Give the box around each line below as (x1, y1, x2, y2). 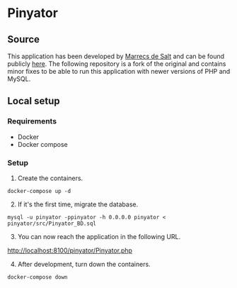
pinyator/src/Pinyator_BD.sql (7, 220, 97, 227)
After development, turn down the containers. (17, 260, 151, 268)
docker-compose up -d (7, 187, 71, 194)
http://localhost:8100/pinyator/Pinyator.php (7, 246, 133, 255)
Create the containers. (17, 174, 83, 182)
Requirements (7, 116, 57, 126)
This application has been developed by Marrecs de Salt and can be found (7, 52, 225, 60)
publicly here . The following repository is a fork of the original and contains (7, 60, 226, 68)
